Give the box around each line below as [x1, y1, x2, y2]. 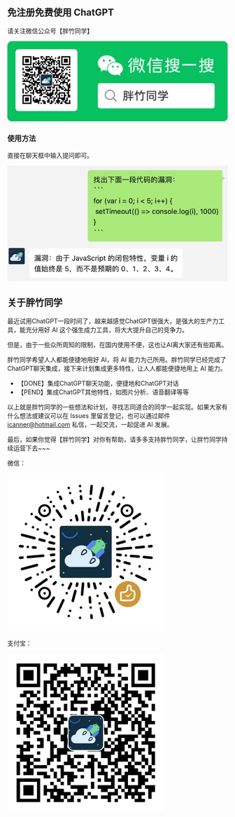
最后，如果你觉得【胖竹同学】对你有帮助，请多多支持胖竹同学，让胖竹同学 [7, 435, 222, 443]
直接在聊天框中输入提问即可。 [7, 151, 93, 159]
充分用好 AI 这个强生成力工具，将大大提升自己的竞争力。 [25, 325, 189, 334]
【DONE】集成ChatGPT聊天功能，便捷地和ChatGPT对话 [17, 379, 180, 387]
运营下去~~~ [13, 444, 50, 452]
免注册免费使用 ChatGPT [7, 6, 114, 19]
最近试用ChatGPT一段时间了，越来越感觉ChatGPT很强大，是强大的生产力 [7, 316, 219, 325]
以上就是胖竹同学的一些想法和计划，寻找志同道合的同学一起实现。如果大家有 [7, 403, 228, 411]
